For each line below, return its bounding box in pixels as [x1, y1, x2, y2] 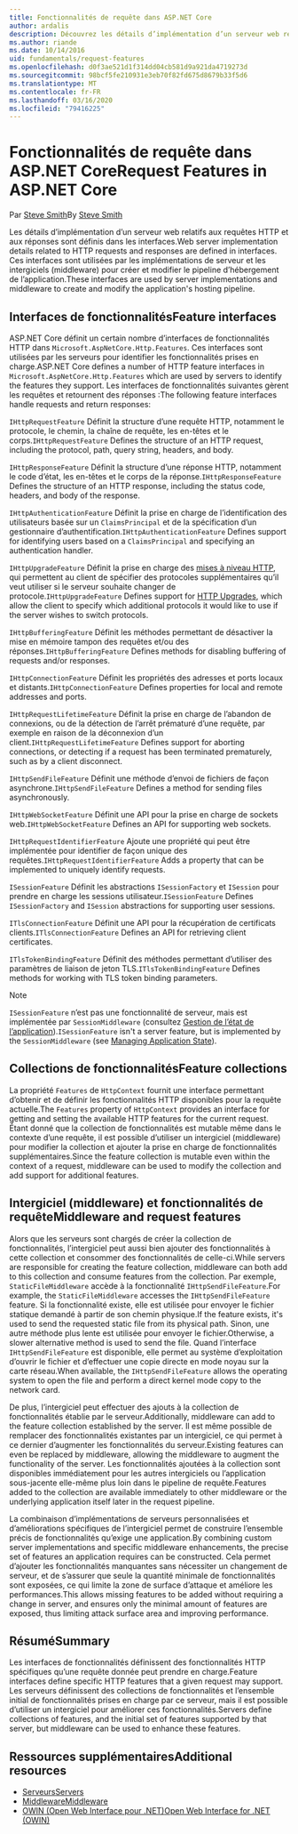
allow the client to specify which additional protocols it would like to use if [9, 600, 278, 610]
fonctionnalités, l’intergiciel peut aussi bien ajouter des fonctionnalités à [9, 1243, 271, 1253]
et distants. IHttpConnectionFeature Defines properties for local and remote [9, 682, 284, 692]
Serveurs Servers [21, 1787, 84, 1798]
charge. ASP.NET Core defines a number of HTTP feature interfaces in [9, 361, 264, 372]
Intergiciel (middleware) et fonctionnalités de [9, 1195, 263, 1211]
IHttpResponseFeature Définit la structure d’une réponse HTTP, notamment [9, 462, 282, 472]
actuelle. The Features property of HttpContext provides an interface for [9, 1104, 271, 1114]
